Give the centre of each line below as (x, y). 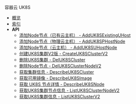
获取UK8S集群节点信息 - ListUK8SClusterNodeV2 (69, 90)
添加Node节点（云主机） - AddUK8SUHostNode (68, 47)
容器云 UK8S (17, 7)
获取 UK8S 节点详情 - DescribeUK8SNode (62, 84)
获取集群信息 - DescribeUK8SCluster (56, 72)
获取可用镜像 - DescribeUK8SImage (55, 78)
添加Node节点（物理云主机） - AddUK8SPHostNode (72, 41)
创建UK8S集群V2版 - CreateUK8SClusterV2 (63, 53)
